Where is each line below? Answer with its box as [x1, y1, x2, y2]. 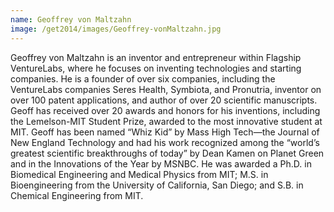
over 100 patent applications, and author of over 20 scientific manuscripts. [10, 94, 318, 106]
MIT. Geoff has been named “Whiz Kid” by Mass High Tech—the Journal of [10, 126, 320, 138]
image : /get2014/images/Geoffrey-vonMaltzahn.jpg [10, 24, 222, 34]
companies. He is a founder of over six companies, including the [10, 72, 276, 85]
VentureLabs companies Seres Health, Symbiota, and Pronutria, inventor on [10, 83, 322, 95]
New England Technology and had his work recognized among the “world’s [10, 136, 320, 148]
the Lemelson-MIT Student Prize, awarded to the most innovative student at [10, 115, 323, 127]
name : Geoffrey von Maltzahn [10, 14, 132, 25]
